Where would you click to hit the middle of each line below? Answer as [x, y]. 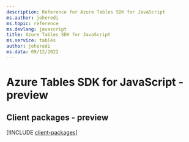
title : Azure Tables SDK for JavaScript [59, 35]
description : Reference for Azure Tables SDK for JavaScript [86, 12]
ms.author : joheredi [33, 18]
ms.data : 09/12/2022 [33, 52]
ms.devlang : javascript [37, 29]
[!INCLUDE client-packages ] [42, 132]
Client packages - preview [57, 118]
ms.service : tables [31, 40]
